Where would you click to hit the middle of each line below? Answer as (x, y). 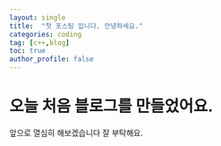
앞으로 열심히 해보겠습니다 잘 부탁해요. (76, 133)
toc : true (28, 51)
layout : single (38, 17)
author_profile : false (51, 59)
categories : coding (46, 34)
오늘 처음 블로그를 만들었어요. (111, 106)
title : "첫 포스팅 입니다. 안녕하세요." (76, 26)
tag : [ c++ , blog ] (39, 43)
